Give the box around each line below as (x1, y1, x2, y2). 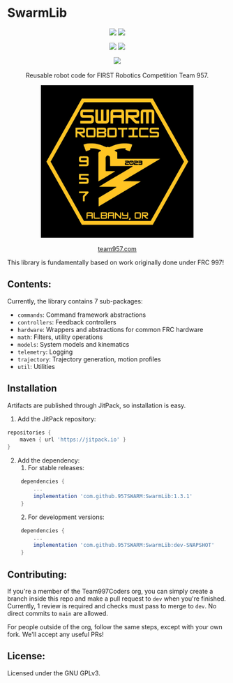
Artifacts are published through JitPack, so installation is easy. (7, 401, 186, 410)
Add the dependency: (17, 456, 80, 465)
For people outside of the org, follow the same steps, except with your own (7, 623, 223, 631)
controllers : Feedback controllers (17, 317, 116, 326)
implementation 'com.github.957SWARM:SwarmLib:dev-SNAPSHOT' (33, 542, 215, 549)
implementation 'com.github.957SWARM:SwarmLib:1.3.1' (33, 493, 193, 500)
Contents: (7, 278, 52, 290)
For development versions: (27, 513, 105, 521)
